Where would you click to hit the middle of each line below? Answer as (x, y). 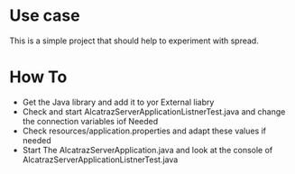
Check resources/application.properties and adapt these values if (144, 131)
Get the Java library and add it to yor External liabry (118, 102)
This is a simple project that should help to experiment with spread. (134, 41)
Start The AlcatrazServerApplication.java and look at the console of (147, 150)
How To (38, 77)
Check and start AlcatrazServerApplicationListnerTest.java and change (154, 111)
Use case (45, 16)
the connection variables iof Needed (90, 121)
